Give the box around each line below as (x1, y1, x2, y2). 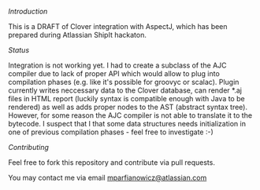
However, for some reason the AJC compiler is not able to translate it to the (8, 111, 253, 120)
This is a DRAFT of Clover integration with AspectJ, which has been (8, 22, 228, 31)
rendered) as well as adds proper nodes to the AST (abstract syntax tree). (8, 102, 248, 111)
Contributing (8, 143, 50, 152)
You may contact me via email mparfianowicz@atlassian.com (8, 173, 207, 182)
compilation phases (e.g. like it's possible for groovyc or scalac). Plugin (8, 78, 240, 86)
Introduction (8, 7, 48, 16)
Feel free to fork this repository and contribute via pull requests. (8, 158, 215, 167)
